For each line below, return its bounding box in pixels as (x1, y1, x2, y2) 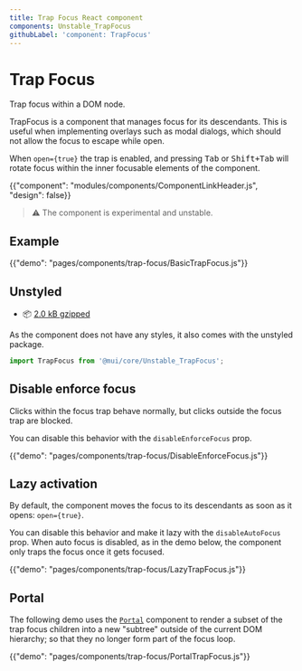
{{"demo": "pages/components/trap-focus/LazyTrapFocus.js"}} (9, 564, 246, 575)
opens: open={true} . (9, 510, 84, 521)
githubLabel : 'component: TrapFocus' (9, 30, 152, 39)
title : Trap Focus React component (9, 13, 144, 23)
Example (9, 233, 60, 249)
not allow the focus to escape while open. (9, 136, 165, 146)
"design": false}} (9, 190, 71, 201)
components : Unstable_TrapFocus (9, 22, 131, 31)
